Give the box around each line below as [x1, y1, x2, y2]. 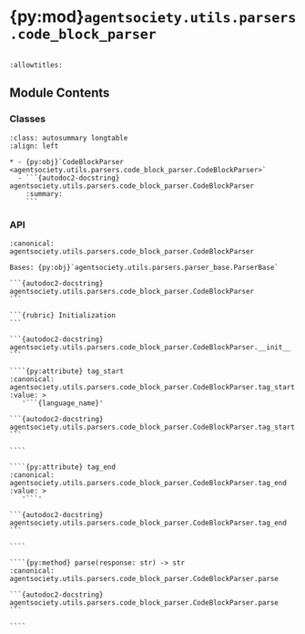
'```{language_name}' [21, 399, 104, 408]
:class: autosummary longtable [9, 133, 128, 142]
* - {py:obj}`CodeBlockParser [9, 157, 125, 166]
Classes [9, 112, 46, 125]
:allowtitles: [9, 60, 64, 69]
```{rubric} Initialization [9, 310, 117, 320]
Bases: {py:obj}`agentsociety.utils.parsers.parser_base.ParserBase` [9, 263, 280, 272]
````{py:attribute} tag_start [9, 367, 125, 376]
